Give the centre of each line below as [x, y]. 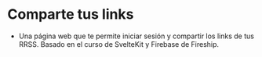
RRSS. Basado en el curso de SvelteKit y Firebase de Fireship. [119, 44]
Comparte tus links [71, 14]
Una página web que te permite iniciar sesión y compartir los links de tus [136, 36]
